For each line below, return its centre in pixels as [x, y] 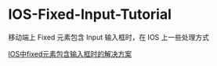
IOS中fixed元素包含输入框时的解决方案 [70, 53]
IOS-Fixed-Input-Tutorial [90, 15]
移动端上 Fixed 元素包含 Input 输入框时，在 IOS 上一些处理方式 [109, 37]
